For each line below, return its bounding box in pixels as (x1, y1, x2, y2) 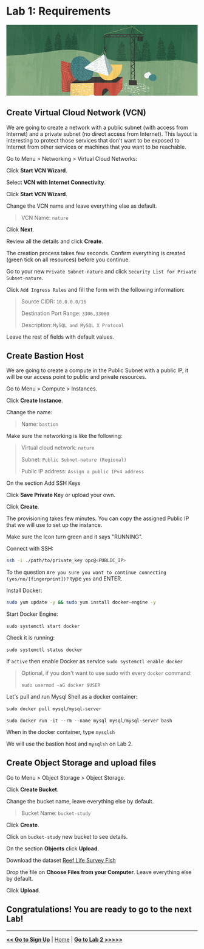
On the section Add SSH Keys (6, 479, 81, 487)
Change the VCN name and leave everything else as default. (6, 202, 157, 210)
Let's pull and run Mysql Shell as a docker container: (6, 693, 138, 700)
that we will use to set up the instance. (6, 521, 103, 529)
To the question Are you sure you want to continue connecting (6, 568, 167, 576)
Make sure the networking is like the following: (6, 432, 123, 440)
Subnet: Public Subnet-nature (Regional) (21, 456, 127, 464)
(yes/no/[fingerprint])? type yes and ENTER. (6, 575, 123, 582)
